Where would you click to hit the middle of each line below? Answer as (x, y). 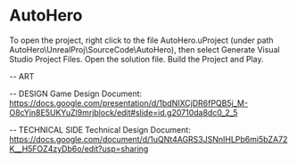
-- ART (22, 76)
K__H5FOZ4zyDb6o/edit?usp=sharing (79, 149)
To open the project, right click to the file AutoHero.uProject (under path (141, 40)
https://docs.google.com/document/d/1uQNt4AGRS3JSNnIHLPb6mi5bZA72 (148, 139)
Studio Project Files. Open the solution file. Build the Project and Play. (136, 59)
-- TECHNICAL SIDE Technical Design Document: (100, 129)
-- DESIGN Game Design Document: (76, 94)
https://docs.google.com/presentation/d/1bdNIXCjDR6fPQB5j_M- (128, 102)
